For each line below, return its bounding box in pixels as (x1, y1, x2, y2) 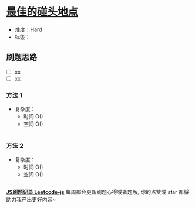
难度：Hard (14, 26, 42, 33)
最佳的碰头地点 (6, 5, 79, 19)
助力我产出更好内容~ (6, 196, 56, 203)
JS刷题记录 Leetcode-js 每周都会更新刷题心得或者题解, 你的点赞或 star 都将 (6, 189, 189, 196)
